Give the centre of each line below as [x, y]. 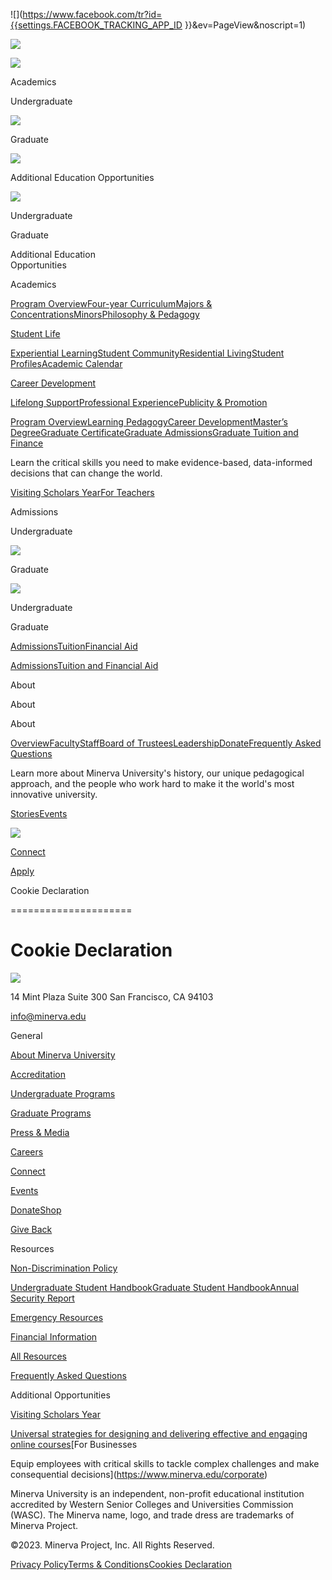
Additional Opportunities [60, 1395]
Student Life [35, 333]
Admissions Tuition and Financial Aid [84, 665]
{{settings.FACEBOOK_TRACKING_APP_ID [96, 25]
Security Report [42, 1298]
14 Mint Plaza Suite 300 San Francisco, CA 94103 [112, 996]
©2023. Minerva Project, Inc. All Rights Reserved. [112, 1545]
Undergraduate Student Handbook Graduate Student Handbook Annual [155, 1287]
